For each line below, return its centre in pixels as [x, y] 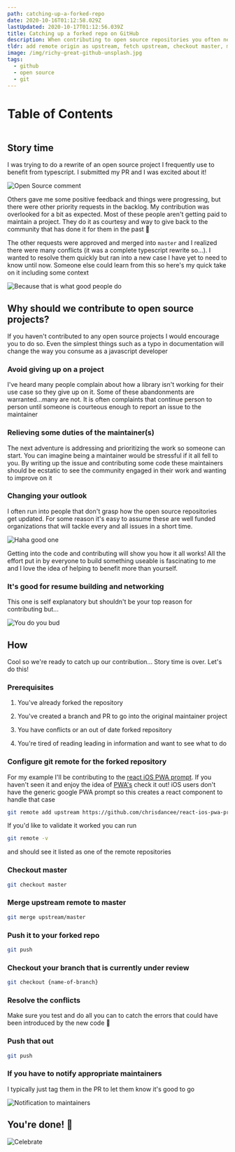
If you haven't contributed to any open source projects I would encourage [113, 336]
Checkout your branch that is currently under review [98, 967]
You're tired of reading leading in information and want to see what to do [122, 743]
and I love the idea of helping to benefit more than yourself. [93, 568]
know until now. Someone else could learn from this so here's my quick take [117, 265]
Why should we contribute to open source [101, 309]
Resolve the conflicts [44, 1000]
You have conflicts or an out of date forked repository [95, 730]
